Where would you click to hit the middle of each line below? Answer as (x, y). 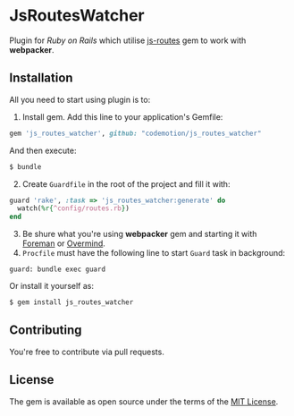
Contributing (46, 331)
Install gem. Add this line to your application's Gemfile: (122, 116)
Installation (41, 78)
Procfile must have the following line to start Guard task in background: (154, 253)
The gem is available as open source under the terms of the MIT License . (144, 401)
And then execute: (43, 150)
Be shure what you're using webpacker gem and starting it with (139, 234)
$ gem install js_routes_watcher (71, 302)
